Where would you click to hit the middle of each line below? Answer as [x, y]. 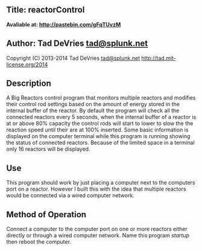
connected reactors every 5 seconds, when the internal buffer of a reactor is [101, 117]
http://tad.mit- [159, 58]
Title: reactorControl [46, 10]
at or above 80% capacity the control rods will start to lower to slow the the [100, 124]
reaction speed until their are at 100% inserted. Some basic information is [97, 130]
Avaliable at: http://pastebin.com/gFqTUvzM [64, 24]
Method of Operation [46, 214]
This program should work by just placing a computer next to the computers [101, 183]
